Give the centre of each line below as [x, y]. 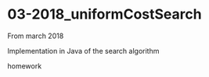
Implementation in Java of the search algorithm [83, 51]
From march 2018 [36, 36]
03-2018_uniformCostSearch [104, 14]
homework [25, 66]
